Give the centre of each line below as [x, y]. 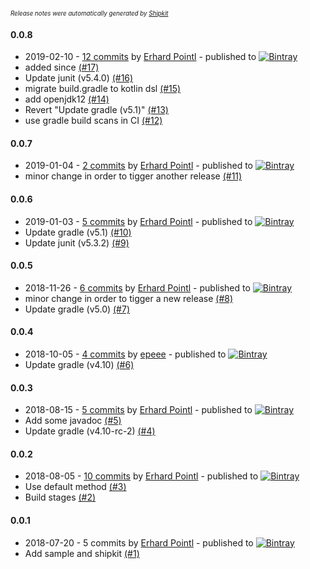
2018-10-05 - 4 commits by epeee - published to [125, 354]
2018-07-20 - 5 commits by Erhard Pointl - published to [139, 542]
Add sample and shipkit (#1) [82, 553]
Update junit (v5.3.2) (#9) [77, 242]
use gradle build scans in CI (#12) [93, 121]
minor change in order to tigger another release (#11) [133, 176]
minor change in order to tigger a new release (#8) [129, 298]
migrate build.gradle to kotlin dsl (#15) [103, 89]
